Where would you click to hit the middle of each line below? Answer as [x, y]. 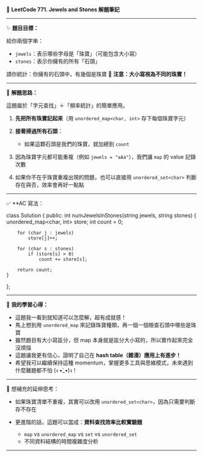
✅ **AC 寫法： [25, 203]
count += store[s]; [63, 259]
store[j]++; [43, 238]
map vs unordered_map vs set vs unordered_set [81, 434]
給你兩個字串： [25, 41]
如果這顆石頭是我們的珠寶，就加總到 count [77, 144]
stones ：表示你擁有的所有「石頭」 [58, 61]
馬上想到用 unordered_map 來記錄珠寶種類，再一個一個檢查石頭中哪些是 [103, 325]
